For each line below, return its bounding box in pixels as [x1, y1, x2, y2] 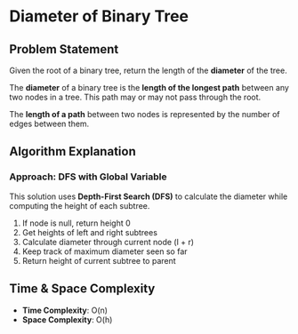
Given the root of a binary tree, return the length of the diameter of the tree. [9, 65, 287, 76]
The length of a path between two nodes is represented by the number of [9, 109, 280, 119]
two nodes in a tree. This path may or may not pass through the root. [9, 91, 262, 102]
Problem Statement [9, 42, 119, 57]
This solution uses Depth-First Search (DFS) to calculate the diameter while [9, 191, 288, 202]
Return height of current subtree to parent [21, 255, 176, 266]
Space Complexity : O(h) [21, 314, 113, 325]
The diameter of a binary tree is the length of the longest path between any [9, 83, 289, 92]
